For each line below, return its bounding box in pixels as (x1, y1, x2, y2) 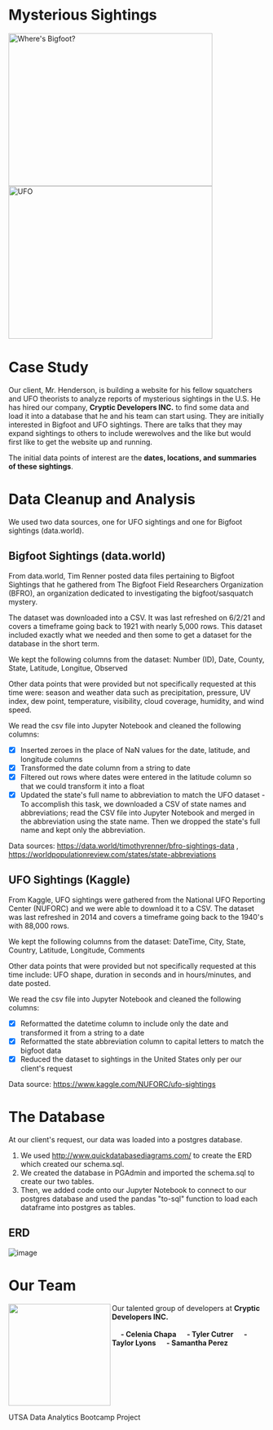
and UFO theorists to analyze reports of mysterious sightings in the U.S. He (8, 394, 261, 403)
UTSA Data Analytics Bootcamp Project (8, 1412, 141, 1422)
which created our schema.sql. (20, 1159, 125, 1168)
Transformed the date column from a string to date (20, 763, 191, 772)
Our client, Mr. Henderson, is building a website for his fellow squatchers (8, 385, 253, 394)
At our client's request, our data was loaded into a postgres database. (8, 1134, 243, 1144)
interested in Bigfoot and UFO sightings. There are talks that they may (8, 420, 243, 429)
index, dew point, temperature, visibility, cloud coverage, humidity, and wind (8, 696, 265, 706)
